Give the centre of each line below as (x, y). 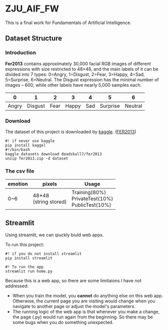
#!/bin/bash (18, 149)
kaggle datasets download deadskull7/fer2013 (53, 154)
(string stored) (49, 202)
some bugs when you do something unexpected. (63, 322)
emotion (18, 184)
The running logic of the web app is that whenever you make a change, (86, 312)
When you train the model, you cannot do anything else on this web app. (88, 296)
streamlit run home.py (29, 271)
